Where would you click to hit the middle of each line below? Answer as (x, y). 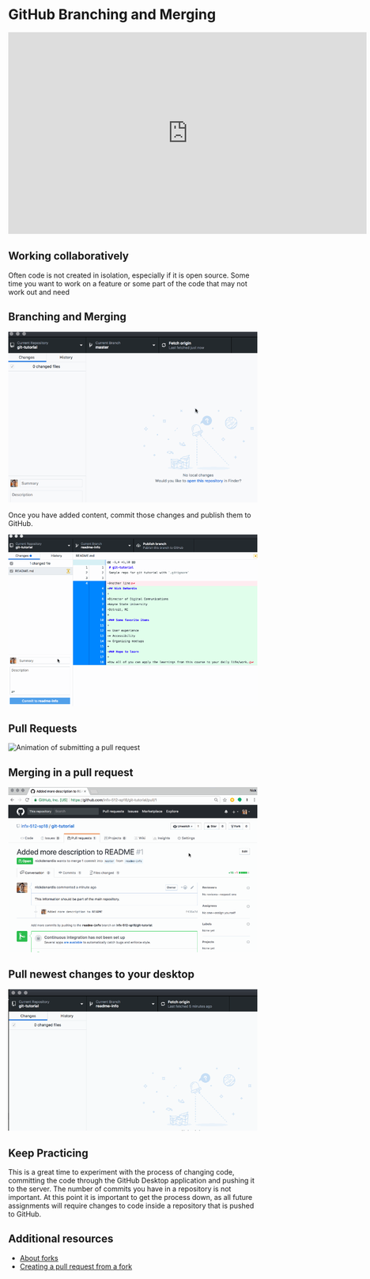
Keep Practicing (48, 1153)
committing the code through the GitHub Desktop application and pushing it (131, 1180)
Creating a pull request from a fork (76, 1266)
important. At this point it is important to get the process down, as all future (130, 1197)
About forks (39, 1258)
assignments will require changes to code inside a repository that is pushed (131, 1205)
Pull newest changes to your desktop (102, 974)
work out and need (39, 292)
